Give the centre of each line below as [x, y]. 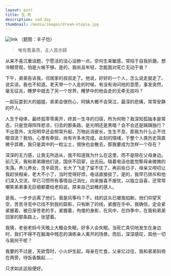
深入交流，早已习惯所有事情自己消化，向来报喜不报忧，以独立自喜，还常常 [88, 181]
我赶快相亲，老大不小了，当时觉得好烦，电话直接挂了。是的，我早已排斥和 [83, 174]
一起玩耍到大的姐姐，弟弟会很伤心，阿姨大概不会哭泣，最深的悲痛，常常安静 [85, 102]
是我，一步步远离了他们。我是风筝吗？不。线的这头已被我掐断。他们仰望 [81, 198]
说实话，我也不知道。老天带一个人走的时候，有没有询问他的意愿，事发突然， [85, 85]
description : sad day [28, 19]
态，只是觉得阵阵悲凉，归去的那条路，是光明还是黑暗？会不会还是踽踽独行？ [85, 125]
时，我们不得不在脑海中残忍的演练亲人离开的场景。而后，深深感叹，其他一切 [85, 234]
